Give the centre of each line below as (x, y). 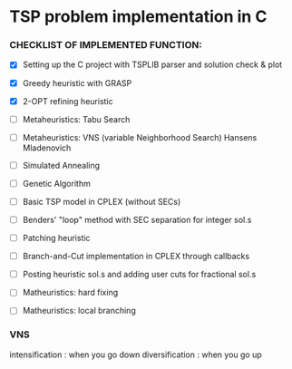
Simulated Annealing (61, 165)
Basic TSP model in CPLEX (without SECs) (102, 201)
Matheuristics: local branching (79, 311)
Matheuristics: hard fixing (70, 293)
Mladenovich (47, 148)
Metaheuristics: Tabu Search (76, 119)
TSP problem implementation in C (138, 17)
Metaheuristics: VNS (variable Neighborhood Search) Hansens (140, 137)
